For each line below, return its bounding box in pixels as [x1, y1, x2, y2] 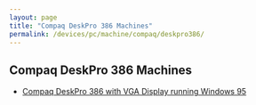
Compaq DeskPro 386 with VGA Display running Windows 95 [21, 86, 247, 97]
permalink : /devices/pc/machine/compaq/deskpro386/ [9, 29, 204, 38]
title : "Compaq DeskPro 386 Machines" [9, 21, 153, 30]
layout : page [9, 12, 58, 22]
